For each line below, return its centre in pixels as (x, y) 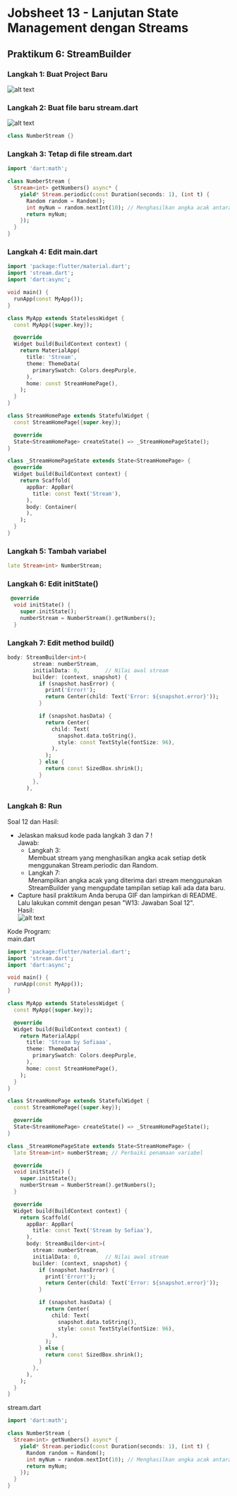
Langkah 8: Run (35, 806)
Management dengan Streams (98, 28)
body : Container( (51, 507)
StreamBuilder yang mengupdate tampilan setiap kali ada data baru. (127, 887)
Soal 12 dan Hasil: (33, 821)
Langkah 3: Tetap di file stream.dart (70, 154)
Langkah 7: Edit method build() (61, 643)
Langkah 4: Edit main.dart (53, 252)
